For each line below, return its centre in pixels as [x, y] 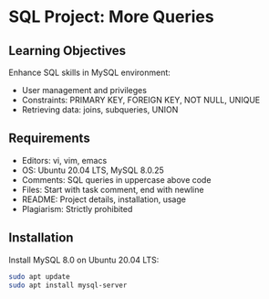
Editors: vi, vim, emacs [64, 160]
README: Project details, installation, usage [103, 199]
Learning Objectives [67, 51]
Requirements [49, 139]
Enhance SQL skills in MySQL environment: [89, 72]
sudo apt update [39, 276]
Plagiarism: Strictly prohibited [77, 208]
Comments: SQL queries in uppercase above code [116, 179]
